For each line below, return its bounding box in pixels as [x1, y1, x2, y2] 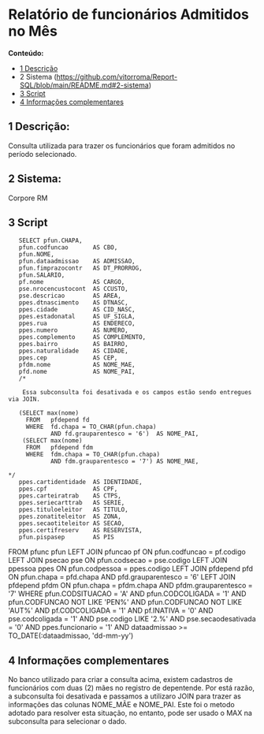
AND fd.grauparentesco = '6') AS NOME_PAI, [50, 430, 199, 438]
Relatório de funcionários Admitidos [8, 6, 250, 24]
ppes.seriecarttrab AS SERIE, [18, 499, 125, 507]
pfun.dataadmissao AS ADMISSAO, [18, 258, 136, 266]
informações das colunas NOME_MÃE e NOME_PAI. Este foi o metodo [8, 700, 235, 710]
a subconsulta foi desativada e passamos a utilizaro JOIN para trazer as [8, 691, 242, 701]
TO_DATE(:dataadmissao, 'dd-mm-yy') [8, 631, 134, 640]
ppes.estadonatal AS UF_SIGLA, [18, 313, 136, 321]
